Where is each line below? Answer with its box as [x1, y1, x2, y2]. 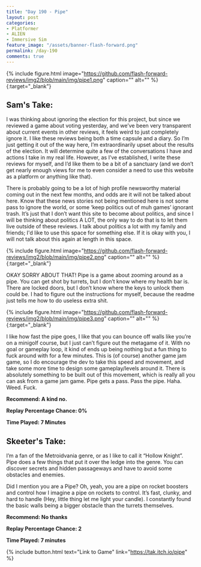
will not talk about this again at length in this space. [6, 236, 133, 243]
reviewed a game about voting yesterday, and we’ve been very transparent [6, 122, 191, 129]
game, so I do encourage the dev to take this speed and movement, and [6, 358, 184, 366]
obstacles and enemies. [6, 471, 65, 478]
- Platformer [6, 25, 39, 32]
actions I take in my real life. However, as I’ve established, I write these [6, 154, 181, 161]
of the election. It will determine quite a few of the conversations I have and [6, 147, 193, 155]
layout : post [6, 14, 39, 20]
